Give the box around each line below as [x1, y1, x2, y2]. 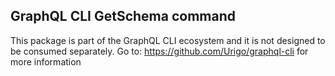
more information [10, 55, 82, 68]
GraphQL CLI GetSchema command [10, 8, 237, 25]
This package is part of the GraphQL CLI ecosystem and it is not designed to [10, 34, 326, 46]
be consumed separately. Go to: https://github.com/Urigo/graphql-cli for [10, 45, 309, 57]
